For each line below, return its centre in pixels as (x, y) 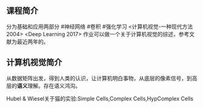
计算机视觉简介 (34, 62)
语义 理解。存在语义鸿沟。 (49, 86)
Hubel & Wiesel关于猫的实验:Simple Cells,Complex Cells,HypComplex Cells (100, 98)
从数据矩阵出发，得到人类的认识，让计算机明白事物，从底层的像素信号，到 (99, 78)
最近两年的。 (33, 42)
